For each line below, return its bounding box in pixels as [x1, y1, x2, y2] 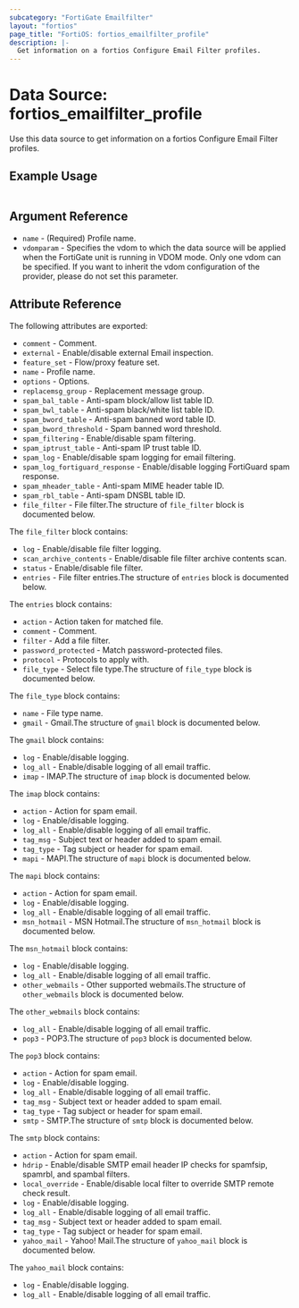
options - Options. [21, 376, 90, 386]
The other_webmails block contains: [9, 1006, 140, 1017]
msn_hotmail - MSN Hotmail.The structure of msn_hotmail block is [21, 916, 262, 926]
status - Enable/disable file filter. [21, 562, 144, 573]
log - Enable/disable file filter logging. [21, 543, 162, 554]
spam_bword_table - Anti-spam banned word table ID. [21, 413, 216, 425]
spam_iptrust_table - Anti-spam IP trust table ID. [21, 442, 203, 452]
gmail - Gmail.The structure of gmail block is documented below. [21, 717, 261, 728]
